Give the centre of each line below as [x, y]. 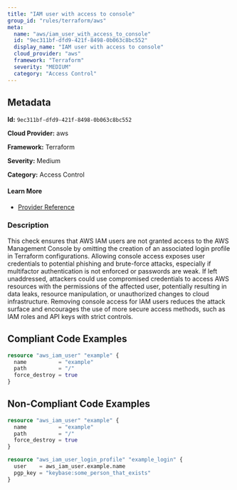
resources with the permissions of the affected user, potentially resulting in [117, 286]
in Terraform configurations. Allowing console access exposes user [106, 256]
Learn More [25, 191]
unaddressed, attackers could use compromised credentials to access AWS [118, 278]
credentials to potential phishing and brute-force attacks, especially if [109, 264]
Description [28, 225]
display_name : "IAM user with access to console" [89, 47]
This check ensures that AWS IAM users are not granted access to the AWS [118, 241]
